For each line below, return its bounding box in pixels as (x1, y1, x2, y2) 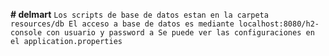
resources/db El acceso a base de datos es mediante (10, 19, 235, 29)
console (10, 28, 43, 38)
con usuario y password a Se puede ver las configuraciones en (46, 28, 315, 38)
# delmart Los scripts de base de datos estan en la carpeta (10, 9, 269, 20)
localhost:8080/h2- (238, 19, 320, 29)
